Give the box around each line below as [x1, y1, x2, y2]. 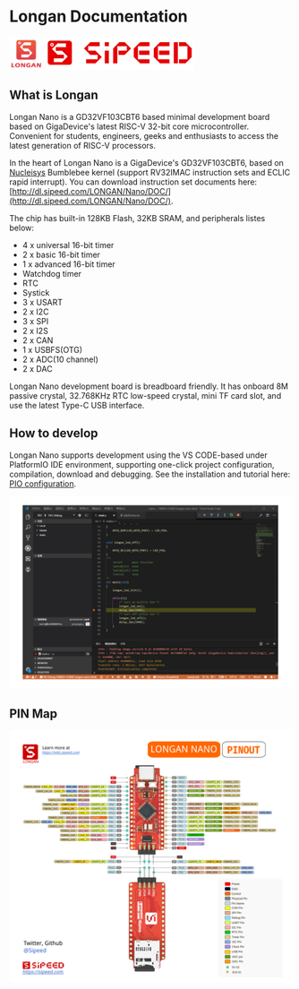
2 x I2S [21, 325, 49, 336]
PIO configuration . [9, 477, 77, 489]
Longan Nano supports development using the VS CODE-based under [9, 450, 268, 460]
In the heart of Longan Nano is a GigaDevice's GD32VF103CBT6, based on [9, 157, 285, 168]
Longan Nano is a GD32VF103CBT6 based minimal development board [9, 111, 270, 122]
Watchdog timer [21, 268, 82, 279]
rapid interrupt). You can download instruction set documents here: [9, 176, 258, 187]
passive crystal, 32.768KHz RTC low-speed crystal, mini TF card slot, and [9, 390, 282, 400]
